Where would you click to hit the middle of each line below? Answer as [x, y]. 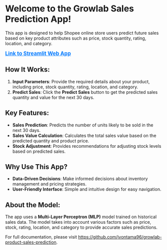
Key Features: [27, 113]
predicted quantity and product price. [51, 141]
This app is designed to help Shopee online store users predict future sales [82, 33]
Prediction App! [38, 19]
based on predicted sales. [39, 151]
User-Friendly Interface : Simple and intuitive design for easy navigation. [87, 189]
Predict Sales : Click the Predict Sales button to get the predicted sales [85, 92]
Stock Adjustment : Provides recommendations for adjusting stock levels [87, 146]
